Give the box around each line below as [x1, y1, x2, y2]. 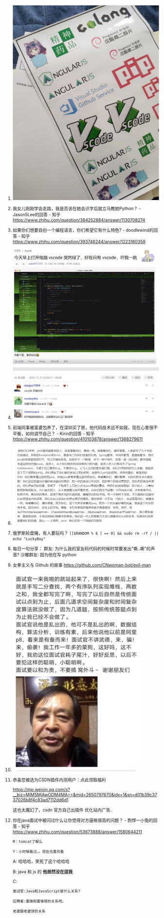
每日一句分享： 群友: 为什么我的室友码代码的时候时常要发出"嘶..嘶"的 [12, 546, 151, 551]
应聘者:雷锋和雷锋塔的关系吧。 [12, 899, 66, 904]
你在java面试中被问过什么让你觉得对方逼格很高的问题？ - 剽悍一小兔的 [12, 817, 153, 823]
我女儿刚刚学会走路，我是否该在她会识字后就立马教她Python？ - [12, 205, 141, 212]
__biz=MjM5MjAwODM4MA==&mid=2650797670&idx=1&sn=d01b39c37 [12, 792, 158, 798]
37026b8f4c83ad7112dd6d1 [12, 797, 69, 803]
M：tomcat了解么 [12, 839, 43, 845]
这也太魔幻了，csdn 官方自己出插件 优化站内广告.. [12, 807, 113, 813]
